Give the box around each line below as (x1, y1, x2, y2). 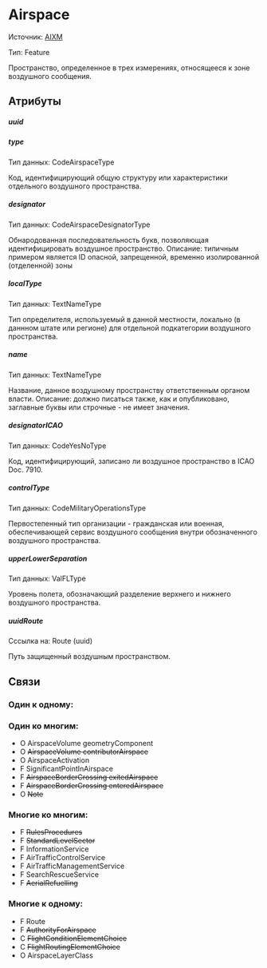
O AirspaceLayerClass (19, 950, 93, 960)
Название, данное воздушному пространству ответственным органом (8, 385, 250, 395)
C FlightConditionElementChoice (19, 933, 128, 943)
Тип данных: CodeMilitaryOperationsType (8, 503, 146, 513)
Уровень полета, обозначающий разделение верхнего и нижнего (8, 589, 231, 599)
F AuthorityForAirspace (19, 925, 97, 934)
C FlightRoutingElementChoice (19, 942, 121, 951)
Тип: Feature (8, 47, 50, 57)
